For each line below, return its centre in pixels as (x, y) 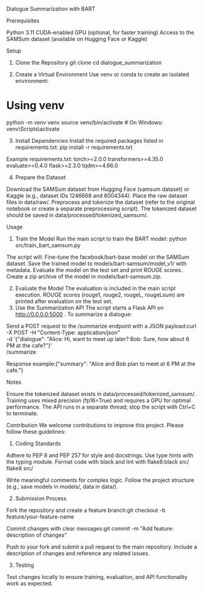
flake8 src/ (20, 468)
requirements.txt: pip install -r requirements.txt (74, 147)
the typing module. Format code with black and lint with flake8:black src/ (98, 462)
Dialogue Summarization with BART (51, 9)
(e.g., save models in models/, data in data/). (62, 486)
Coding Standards (38, 443)
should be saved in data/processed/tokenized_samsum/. (77, 215)
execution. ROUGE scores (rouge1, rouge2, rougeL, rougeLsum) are (100, 295)
